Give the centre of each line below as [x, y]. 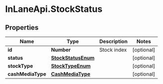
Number [61, 50]
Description [113, 42]
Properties [22, 28]
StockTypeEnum [71, 66]
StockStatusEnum [73, 58]
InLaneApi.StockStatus [54, 9]
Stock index [113, 50]
